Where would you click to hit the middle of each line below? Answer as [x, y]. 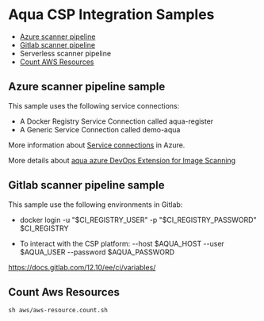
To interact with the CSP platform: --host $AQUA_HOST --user [122, 243]
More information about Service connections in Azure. [97, 145]
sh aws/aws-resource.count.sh [58, 311]
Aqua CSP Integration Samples [111, 15]
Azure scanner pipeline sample [87, 87]
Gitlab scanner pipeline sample [86, 185]
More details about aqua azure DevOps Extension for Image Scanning [122, 160]
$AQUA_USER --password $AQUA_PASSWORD [97, 252]
